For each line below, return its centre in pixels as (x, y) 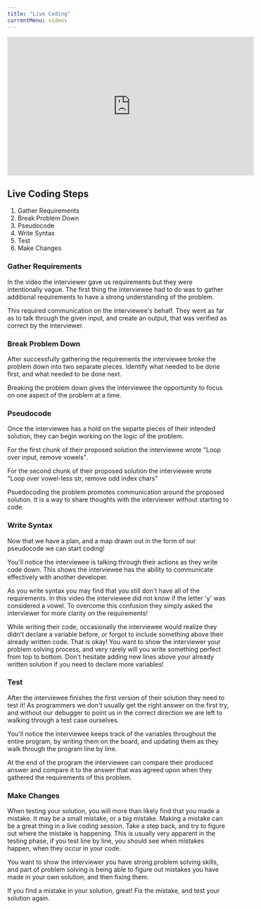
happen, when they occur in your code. (64, 848)
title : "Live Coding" (39, 14)
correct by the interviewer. (46, 326)
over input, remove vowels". (47, 457)
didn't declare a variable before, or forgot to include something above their (115, 634)
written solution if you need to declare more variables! (85, 664)
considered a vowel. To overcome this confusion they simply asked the (110, 605)
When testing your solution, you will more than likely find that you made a (114, 811)
